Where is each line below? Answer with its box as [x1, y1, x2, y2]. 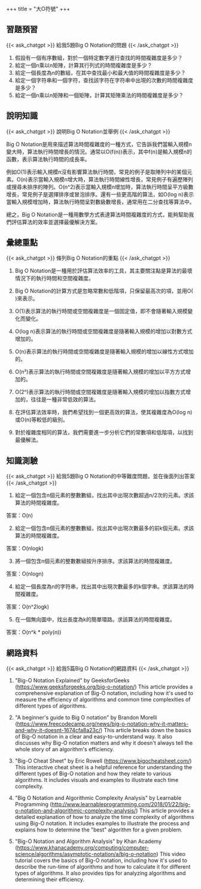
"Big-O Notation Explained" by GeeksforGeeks [14, 677, 130, 684]
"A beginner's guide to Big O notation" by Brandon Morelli [14, 714, 157, 721]
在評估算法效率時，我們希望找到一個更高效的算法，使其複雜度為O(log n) [14, 409, 193, 416]
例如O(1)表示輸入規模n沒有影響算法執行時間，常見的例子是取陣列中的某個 [6, 168, 187, 175]
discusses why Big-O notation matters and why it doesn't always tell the [14, 739, 193, 747]
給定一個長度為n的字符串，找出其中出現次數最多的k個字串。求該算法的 [14, 583, 189, 590]
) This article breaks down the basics [100, 727, 191, 734]
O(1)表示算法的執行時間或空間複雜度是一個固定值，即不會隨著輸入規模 [14, 308, 188, 315]
